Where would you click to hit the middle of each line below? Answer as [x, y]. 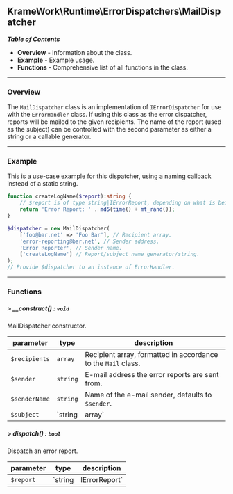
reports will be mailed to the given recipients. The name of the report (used [114, 122]
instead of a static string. [43, 184]
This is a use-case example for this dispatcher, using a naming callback [109, 176]
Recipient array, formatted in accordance [152, 354]
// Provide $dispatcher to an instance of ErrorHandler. [91, 267]
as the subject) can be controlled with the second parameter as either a [109, 129]
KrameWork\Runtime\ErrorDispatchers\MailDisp [114, 11]
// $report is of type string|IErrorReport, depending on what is [118, 203]
